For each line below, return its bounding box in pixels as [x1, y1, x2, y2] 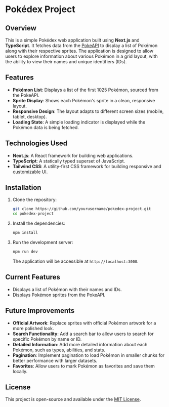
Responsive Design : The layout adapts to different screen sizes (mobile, [12, 108, 164, 114]
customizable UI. [12, 169, 48, 175]
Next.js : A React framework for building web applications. [12, 152, 134, 158]
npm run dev [12, 249, 38, 254]
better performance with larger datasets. [12, 357, 98, 363]
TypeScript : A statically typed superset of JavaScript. [12, 158, 125, 164]
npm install [12, 230, 38, 235]
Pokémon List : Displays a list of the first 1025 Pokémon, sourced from [12, 87, 158, 93]
